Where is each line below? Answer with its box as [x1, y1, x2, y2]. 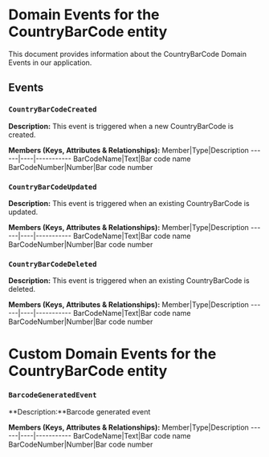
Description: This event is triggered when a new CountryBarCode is [8, 121, 234, 131]
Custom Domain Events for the [8, 345, 217, 363]
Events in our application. [8, 58, 92, 67]
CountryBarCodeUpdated [8, 182, 97, 192]
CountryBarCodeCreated [8, 105, 97, 114]
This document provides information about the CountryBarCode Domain [8, 49, 247, 59]
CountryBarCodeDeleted [8, 259, 97, 269]
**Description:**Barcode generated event [8, 406, 151, 416]
